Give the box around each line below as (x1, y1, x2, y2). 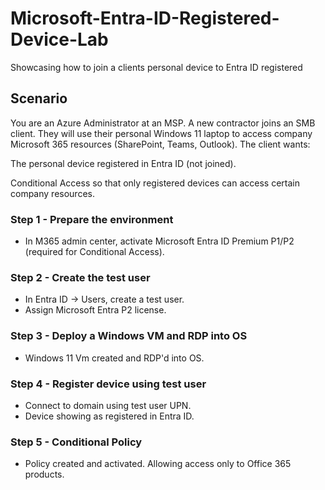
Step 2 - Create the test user (10, 270, 151, 284)
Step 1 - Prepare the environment (10, 212, 174, 226)
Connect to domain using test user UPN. (24, 399, 192, 411)
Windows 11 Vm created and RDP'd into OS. (24, 352, 205, 364)
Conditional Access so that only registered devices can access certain (10, 177, 300, 189)
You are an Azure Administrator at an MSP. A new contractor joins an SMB (10, 117, 316, 129)
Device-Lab (10, 28, 109, 51)
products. (24, 468, 65, 481)
